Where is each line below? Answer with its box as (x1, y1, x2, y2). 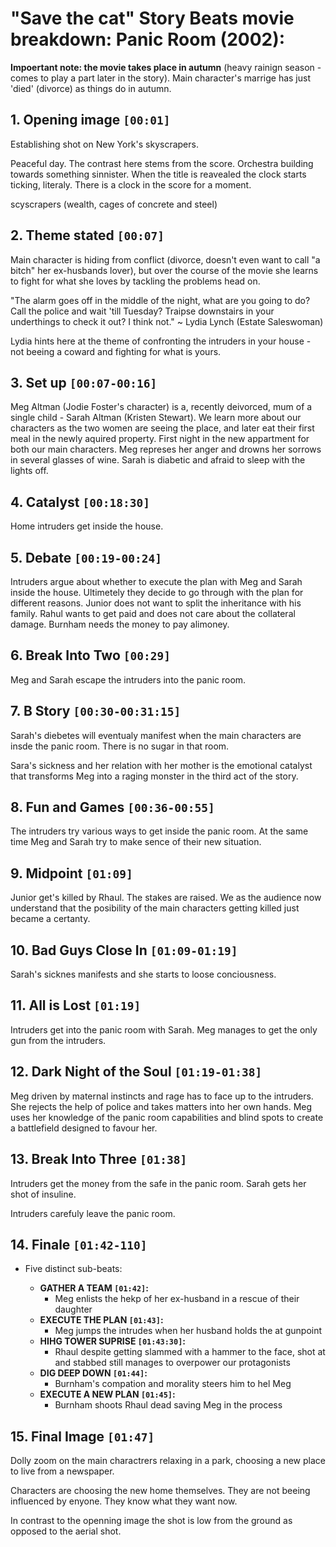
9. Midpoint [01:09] (10, 865, 133, 882)
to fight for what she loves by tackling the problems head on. (10, 275, 261, 287)
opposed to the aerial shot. (10, 1525, 122, 1537)
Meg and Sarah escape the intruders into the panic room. (10, 673, 247, 686)
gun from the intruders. (10, 1034, 107, 1046)
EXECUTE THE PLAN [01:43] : (39, 1314, 164, 1326)
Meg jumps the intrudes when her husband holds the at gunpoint (54, 1325, 323, 1337)
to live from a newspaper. (10, 1465, 115, 1477)
